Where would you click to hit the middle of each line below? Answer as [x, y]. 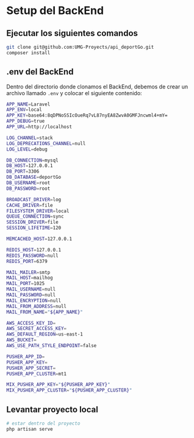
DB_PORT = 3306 [23, 171]
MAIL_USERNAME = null [31, 289]
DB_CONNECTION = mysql [33, 160]
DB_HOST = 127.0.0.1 [30, 166]
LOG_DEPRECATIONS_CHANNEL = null [46, 143]
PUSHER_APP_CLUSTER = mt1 [37, 374]
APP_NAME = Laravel [28, 104]
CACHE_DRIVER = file [30, 205]
